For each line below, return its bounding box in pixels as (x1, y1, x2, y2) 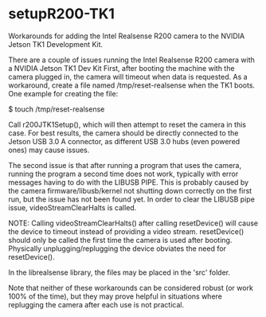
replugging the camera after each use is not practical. (8, 299, 185, 309)
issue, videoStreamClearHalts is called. (8, 202, 137, 212)
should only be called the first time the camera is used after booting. (8, 235, 233, 245)
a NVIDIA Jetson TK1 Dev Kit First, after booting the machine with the (8, 63, 235, 72)
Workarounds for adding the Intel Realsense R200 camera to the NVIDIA (8, 31, 245, 41)
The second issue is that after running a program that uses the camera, (8, 160, 241, 170)
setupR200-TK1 (8, 5, 115, 23)
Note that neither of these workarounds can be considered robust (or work (8, 283, 253, 292)
